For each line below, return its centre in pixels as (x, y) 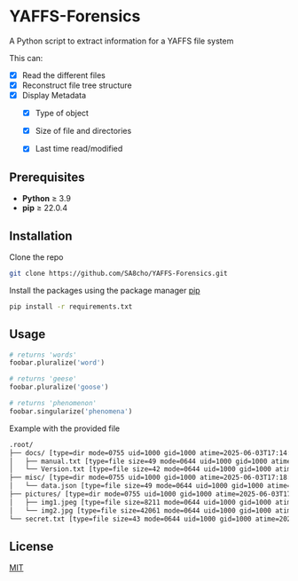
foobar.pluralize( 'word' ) (57, 363)
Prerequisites (47, 177)
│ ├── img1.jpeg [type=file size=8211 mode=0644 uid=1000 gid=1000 (141, 502)
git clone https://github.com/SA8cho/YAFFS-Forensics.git (118, 273)
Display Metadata (54, 96)
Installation (41, 236)
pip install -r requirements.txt (71, 306)
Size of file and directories (83, 131)
